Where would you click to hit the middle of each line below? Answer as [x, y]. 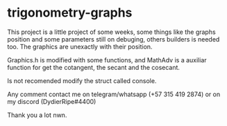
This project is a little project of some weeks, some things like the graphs [112, 32]
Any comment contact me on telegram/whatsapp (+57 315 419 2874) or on [114, 94]
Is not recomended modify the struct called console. [82, 80]
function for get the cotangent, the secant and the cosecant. [94, 67]
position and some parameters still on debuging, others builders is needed [113, 39]
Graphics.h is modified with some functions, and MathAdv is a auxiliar [107, 60]
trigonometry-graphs [70, 13]
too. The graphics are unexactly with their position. [80, 46]
